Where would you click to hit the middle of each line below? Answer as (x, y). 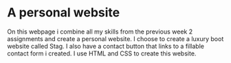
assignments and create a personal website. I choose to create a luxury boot (115, 38)
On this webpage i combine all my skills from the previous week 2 (100, 32)
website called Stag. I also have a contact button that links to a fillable (106, 46)
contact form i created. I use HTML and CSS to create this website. (102, 53)
